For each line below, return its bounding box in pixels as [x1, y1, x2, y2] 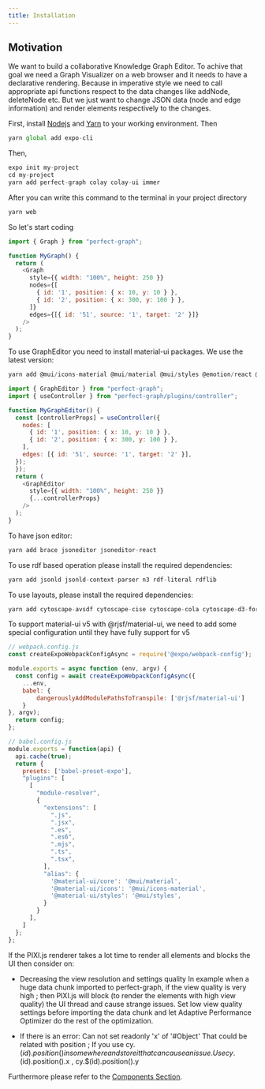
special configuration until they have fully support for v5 [8, 628, 191, 637]
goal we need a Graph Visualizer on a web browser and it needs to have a [8, 70, 248, 80]
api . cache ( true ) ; [15, 752, 73, 760]
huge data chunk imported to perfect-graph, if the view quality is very [19, 982, 247, 992]
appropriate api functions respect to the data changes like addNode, [8, 87, 230, 96]
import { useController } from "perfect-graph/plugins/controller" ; [8, 392, 238, 400]
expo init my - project [8, 163, 80, 172]
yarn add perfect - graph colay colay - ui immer [8, 178, 160, 186]
